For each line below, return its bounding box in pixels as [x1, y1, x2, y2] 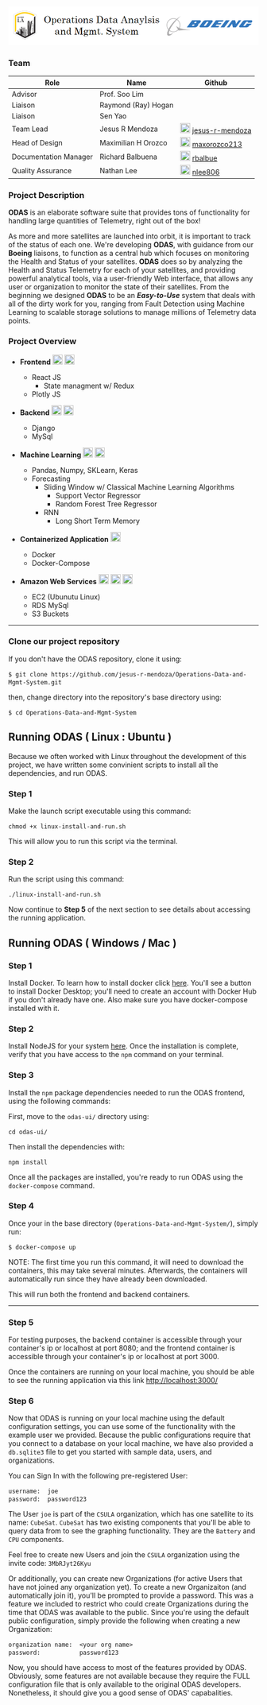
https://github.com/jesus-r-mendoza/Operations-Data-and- [50, 670, 247, 678]
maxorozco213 [192, 139, 242, 149]
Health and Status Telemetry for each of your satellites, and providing [8, 265, 236, 275]
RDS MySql [31, 600, 69, 610]
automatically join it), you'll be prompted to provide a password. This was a [8, 1591, 254, 1600]
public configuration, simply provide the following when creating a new [8, 1616, 241, 1626]
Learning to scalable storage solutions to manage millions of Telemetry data [8, 308, 257, 317]
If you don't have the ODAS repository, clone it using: [8, 654, 183, 664]
